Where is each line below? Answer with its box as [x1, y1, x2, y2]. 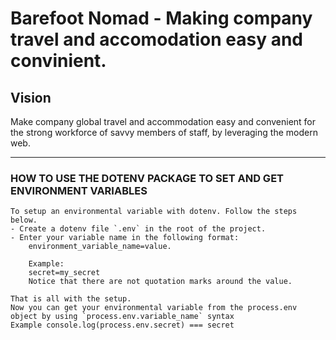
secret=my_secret [28, 268, 101, 278]
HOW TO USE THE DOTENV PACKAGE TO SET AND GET [10, 171, 284, 185]
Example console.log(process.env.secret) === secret [10, 320, 235, 331]
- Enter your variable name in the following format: [10, 233, 240, 243]
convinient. [10, 50, 107, 72]
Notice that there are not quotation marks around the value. [28, 277, 293, 287]
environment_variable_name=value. [28, 242, 172, 252]
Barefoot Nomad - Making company [10, 7, 313, 30]
